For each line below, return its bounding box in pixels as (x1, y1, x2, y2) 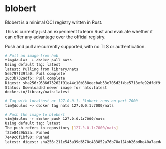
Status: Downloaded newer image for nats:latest (5, 85, 107, 90)
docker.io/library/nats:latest (5, 89, 70, 94)
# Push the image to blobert (5, 112, 65, 117)
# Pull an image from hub (5, 53, 58, 58)
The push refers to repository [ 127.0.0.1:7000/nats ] (5, 126, 119, 131)
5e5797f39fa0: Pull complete (5, 71, 65, 76)
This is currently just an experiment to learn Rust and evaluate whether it (5, 29, 153, 34)
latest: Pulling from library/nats (5, 67, 79, 72)
